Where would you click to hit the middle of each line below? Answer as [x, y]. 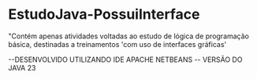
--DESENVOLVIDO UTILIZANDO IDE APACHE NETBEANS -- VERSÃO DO [125, 59]
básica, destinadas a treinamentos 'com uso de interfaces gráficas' [117, 44]
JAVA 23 [22, 67]
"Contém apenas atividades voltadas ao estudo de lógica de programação [129, 36]
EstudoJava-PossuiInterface [104, 14]
